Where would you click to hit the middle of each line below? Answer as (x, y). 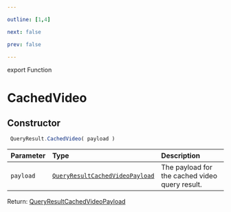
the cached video (189, 176)
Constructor (34, 123)
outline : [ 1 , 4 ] (29, 19)
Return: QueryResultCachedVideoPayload (66, 202)
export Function (30, 70)
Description (181, 156)
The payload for (187, 167)
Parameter (28, 156)
